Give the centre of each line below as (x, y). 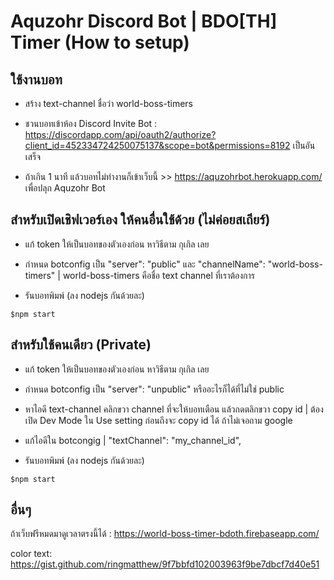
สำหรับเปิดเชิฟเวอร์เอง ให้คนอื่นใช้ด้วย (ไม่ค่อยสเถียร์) (140, 220)
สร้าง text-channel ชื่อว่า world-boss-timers (108, 103)
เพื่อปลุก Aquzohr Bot (65, 188)
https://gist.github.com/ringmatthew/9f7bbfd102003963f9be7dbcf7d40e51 (165, 564)
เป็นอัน (304, 145)
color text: (31, 554)
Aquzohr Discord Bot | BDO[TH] (144, 21)
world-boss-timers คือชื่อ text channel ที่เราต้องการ (158, 275)
